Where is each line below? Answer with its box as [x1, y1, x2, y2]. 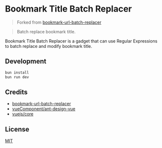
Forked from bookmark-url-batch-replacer [16, 19, 102, 25]
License [5, 125, 29, 133]
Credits [5, 88, 28, 96]
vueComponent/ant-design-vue [12, 106, 76, 112]
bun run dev [5, 74, 29, 79]
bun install [5, 70, 29, 75]
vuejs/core [12, 111, 34, 117]
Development [5, 57, 47, 66]
